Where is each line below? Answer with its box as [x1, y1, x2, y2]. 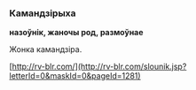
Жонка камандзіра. [9, 44, 82, 55]
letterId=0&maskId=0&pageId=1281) [9, 71, 141, 81]
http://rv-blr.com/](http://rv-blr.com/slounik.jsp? [12, 61, 187, 72]
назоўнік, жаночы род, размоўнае [9, 27, 144, 38]
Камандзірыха [9, 7, 77, 19]
